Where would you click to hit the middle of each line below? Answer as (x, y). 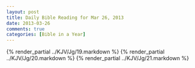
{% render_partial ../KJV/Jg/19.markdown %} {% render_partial (85, 52)
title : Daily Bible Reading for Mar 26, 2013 (65, 18)
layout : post (23, 12)
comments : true (26, 29)
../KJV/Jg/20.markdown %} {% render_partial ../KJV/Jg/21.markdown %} (98, 58)
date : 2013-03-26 (28, 23)
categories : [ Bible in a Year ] (46, 35)
